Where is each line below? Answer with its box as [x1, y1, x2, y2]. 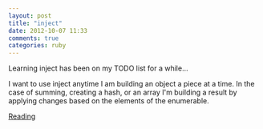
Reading [8, 111, 36, 121]
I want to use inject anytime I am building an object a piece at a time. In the [8, 79, 255, 89]
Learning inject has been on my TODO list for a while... [8, 63, 188, 73]
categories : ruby [8, 42, 67, 50]
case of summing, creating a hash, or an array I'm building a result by [8, 87, 238, 97]
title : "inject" [8, 19, 63, 27]
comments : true [8, 34, 59, 42]
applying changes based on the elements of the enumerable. [8, 96, 210, 106]
